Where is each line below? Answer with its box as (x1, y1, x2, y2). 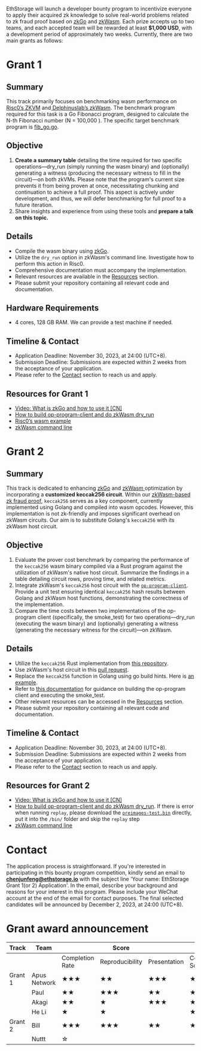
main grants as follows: (6, 37, 63, 44)
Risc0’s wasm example (14, 417, 71, 425)
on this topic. (14, 214, 49, 221)
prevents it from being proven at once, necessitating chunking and (14, 182, 179, 189)
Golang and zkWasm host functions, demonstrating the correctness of (14, 594, 188, 601)
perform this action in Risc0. (14, 260, 85, 267)
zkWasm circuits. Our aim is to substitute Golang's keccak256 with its (6, 516, 175, 524)
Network (32, 978, 56, 987)
